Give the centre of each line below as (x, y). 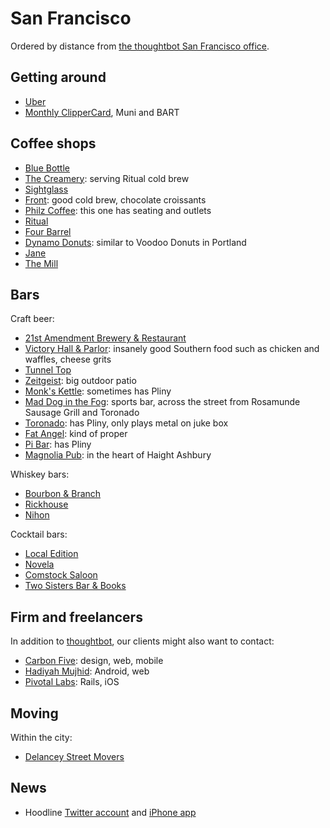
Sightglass (46, 189)
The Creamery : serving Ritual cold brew (107, 178)
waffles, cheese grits (68, 359)
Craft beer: (32, 319)
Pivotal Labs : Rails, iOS (72, 682)
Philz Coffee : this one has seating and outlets (118, 210)
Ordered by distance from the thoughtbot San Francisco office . (140, 46)
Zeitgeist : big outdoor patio (80, 381)
